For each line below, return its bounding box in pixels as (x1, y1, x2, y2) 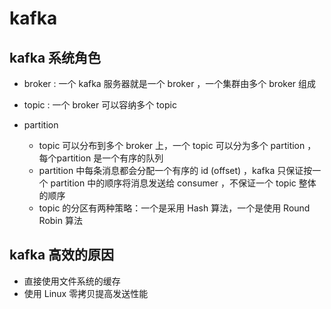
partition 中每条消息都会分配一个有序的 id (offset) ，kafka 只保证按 (38, 165, 313, 176)
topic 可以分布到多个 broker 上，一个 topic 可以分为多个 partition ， (38, 140, 317, 151)
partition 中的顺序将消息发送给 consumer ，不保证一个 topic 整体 (50, 177, 317, 189)
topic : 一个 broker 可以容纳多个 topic (23, 99, 177, 111)
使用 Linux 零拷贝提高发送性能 (23, 287, 149, 299)
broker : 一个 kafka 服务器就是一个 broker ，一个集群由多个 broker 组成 (23, 78, 317, 89)
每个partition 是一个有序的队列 (38, 152, 164, 164)
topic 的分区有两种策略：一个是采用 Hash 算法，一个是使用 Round (38, 202, 311, 214)
